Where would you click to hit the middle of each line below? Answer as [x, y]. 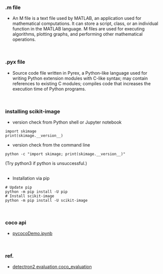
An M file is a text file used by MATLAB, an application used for [77, 18]
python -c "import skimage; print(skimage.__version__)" [65, 154]
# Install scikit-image [30, 196]
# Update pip [19, 187]
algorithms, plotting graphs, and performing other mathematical [78, 34]
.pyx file [15, 62]
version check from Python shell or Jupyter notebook [67, 122]
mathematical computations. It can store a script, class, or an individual [85, 23]
